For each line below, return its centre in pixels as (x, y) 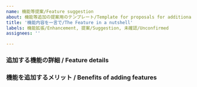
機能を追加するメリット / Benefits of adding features (81, 77)
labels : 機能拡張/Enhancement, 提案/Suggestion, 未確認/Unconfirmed (87, 28)
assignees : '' (23, 34)
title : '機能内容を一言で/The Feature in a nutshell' (69, 22)
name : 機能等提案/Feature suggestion (50, 11)
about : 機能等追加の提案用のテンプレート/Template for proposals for (86, 17)
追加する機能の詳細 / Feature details (57, 61)
